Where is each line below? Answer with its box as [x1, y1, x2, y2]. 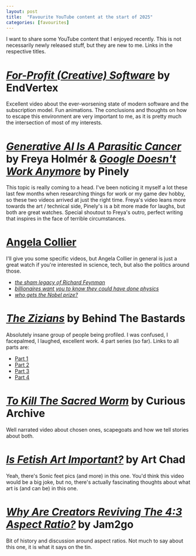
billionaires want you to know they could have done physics [14, 285, 159, 292]
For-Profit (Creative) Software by [6, 69, 170, 82]
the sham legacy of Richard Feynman [14, 279, 105, 286]
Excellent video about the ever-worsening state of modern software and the [6, 100, 189, 107]
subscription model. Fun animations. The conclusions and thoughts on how [6, 107, 187, 114]
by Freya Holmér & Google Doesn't [6, 152, 177, 165]
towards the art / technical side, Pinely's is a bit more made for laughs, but [6, 203, 185, 210]
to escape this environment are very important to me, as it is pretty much [6, 113, 182, 120]
